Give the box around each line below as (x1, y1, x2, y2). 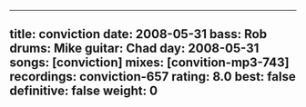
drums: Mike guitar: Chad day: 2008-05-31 (9, 41, 260, 56)
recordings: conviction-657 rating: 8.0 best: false (9, 69, 296, 84)
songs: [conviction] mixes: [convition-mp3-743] (9, 55, 290, 71)
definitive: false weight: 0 (9, 83, 158, 99)
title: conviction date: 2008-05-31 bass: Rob (9, 26, 267, 42)
